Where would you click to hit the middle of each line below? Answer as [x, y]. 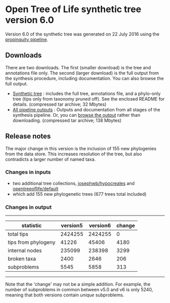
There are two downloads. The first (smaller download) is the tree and [78, 67]
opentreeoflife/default [35, 189]
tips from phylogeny [32, 242]
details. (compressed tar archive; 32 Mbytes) [59, 104]
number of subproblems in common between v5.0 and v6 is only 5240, [79, 290]
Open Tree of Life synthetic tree [73, 9]
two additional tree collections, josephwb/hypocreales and [74, 183]
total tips [18, 234]
